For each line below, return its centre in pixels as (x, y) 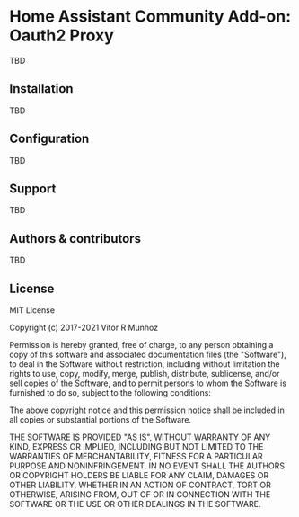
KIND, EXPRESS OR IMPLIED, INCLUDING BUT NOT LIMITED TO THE (136, 446)
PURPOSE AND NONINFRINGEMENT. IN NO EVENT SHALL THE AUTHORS (147, 466)
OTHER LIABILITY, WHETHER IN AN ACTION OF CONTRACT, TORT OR (140, 485)
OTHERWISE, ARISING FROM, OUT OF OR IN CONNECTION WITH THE (140, 495)
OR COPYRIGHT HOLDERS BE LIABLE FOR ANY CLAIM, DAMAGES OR (139, 475)
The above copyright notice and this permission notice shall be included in (147, 410)
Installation (41, 89)
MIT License (32, 310)
